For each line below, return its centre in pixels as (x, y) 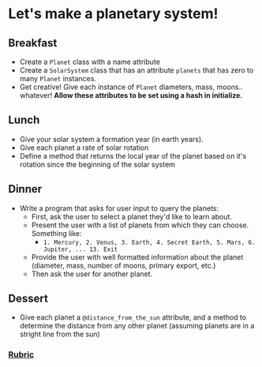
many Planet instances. (58, 79)
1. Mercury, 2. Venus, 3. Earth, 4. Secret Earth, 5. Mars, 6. (149, 242)
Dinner (25, 189)
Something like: (56, 233)
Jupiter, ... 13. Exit (80, 249)
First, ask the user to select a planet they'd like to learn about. (132, 216)
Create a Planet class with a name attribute (90, 62)
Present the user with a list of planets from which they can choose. (140, 225)
